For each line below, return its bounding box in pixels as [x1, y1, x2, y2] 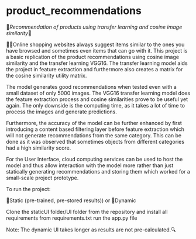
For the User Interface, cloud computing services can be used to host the [6, 155, 183, 162]
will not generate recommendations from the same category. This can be [6, 131, 182, 138]
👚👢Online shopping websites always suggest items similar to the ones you [6, 41, 185, 48]
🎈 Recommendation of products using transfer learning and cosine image [6, 23, 183, 30]
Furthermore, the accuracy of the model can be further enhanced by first [6, 119, 183, 126]
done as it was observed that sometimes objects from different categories [6, 138, 185, 145]
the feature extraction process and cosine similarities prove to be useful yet [6, 95, 188, 103]
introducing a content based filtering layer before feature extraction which [6, 126, 184, 133]
